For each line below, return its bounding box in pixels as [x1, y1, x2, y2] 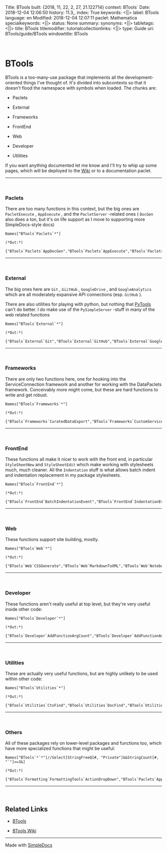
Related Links [5, 805, 48, 813]
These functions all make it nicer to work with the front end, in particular [5, 456, 153, 462]
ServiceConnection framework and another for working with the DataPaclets [5, 381, 162, 387]
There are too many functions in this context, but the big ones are [5, 206, 140, 212]
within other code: [5, 676, 43, 682]
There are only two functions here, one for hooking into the [5, 376, 126, 382]
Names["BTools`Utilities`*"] [5, 686, 66, 691]
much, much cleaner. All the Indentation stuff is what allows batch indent [5, 467, 156, 473]
